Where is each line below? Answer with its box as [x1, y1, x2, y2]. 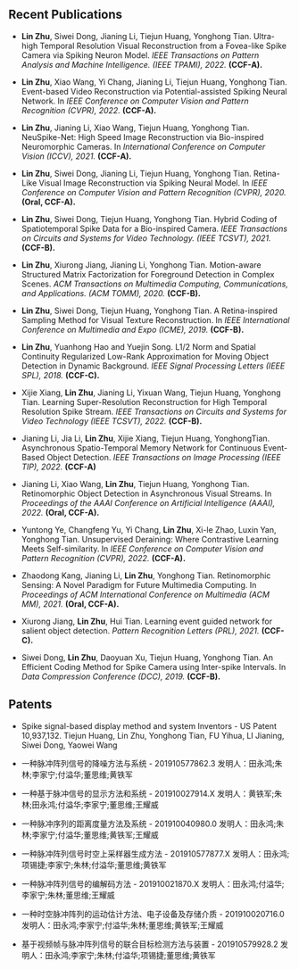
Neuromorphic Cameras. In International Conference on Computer [21, 141, 266, 152]
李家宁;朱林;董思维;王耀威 [21, 890, 115, 900]
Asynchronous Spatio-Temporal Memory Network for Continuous [21, 442, 262, 453]
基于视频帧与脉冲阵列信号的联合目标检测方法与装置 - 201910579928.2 [21, 939, 278, 949]
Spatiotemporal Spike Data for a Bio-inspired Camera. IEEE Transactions [21, 223, 287, 234]
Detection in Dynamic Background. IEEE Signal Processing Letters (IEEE [21, 360, 286, 371]
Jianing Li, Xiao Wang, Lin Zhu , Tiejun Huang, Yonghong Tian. [21, 478, 250, 489]
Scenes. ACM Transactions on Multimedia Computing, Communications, [21, 278, 289, 289]
